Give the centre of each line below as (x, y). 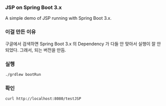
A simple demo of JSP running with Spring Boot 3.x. (58, 18)
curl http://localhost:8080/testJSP (43, 99)
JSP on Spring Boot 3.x (34, 7)
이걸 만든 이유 (21, 32)
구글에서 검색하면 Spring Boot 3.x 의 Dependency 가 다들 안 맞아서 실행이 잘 (81, 44)
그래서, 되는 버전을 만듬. (43, 50)
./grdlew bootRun (23, 74)
